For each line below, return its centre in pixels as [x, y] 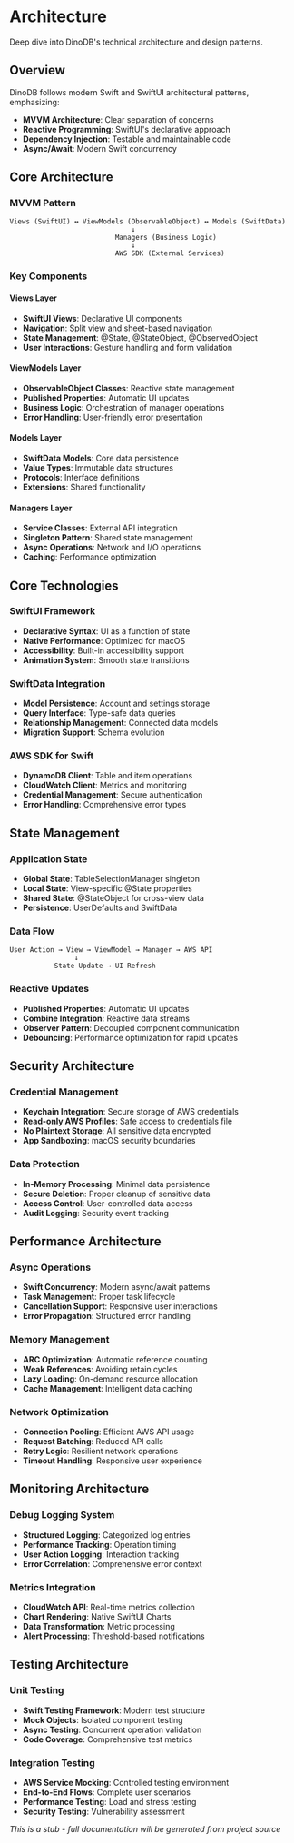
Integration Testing [52, 1762]
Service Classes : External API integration [100, 528]
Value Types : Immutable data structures [98, 467]
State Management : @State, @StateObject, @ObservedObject [140, 337]
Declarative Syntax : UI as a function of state [106, 631]
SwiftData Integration [58, 683]
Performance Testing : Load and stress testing [109, 1801]
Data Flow [32, 931]
